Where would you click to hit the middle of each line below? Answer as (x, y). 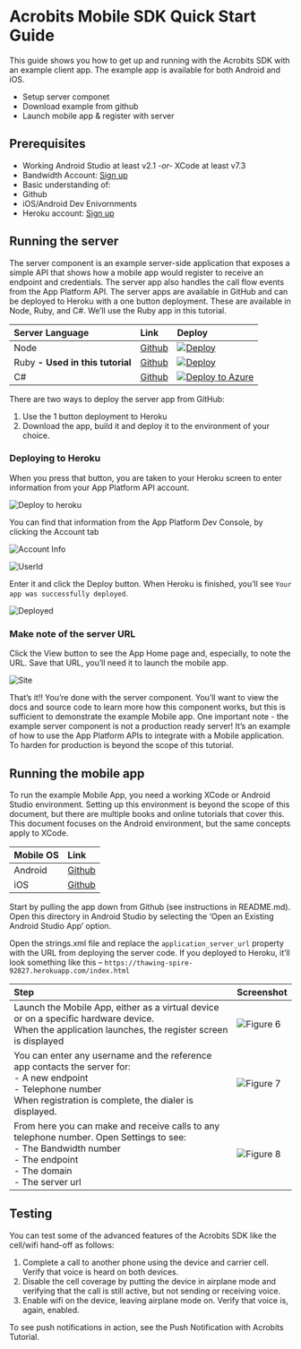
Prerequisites (47, 144)
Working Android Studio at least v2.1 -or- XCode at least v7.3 (134, 165)
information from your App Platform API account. (99, 487)
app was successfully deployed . (69, 593)
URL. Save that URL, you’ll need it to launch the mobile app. (119, 663)
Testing (31, 1214)
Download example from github (80, 106)
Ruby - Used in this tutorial (73, 362)
